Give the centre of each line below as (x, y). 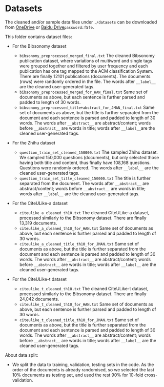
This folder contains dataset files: (39, 37)
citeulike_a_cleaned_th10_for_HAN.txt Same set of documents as (86, 228)
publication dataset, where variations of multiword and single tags (86, 61)
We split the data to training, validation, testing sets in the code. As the (83, 365)
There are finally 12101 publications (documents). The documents (85, 76)
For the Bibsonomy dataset (39, 46)
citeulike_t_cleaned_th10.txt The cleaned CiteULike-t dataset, (84, 288)
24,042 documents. (39, 299)
